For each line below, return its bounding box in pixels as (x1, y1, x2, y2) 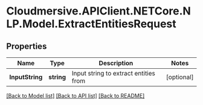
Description (98, 59, 134, 67)
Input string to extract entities (71, 69, 156, 77)
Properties (6, 41, 47, 51)
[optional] (166, 73, 194, 81)
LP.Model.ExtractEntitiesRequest (6, 17, 176, 31)
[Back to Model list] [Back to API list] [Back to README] (6, 92, 145, 99)
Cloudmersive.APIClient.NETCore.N (6, 4, 192, 18)
